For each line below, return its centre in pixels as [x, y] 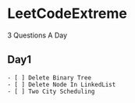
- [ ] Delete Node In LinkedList [62, 84]
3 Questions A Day [37, 35]
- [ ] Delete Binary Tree [49, 78]
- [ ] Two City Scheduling [51, 91]
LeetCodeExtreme [67, 14]
